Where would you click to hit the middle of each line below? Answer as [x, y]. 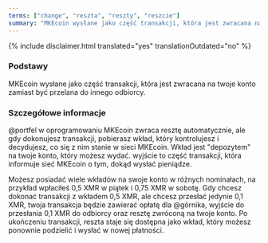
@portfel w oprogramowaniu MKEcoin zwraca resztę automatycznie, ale [127, 130]
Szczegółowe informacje [57, 112]
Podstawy [28, 66]
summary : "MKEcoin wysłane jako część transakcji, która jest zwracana [130, 23]
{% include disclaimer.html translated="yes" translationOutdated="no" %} [130, 45]
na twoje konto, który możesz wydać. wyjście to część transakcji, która [125, 155]
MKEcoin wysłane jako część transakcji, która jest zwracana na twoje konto [132, 84]
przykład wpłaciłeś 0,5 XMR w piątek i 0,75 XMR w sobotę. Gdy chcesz [125, 188]
